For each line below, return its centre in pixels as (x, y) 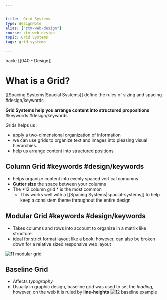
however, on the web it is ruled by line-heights (61, 292)
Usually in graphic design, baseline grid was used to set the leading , (83, 287)
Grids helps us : (21, 125)
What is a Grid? (38, 81)
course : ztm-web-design (30, 33)
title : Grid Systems (28, 19)
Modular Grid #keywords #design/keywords (76, 216)
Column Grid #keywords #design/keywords (75, 167)
